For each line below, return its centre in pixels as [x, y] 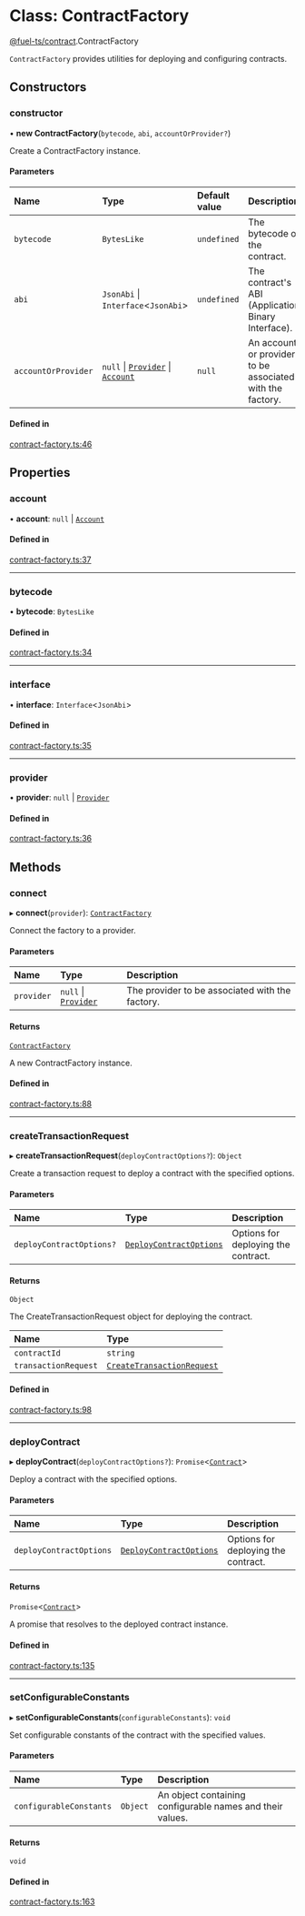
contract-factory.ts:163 [52, 1901]
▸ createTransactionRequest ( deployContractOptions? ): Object [126, 1155]
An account [273, 342]
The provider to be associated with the [209, 991]
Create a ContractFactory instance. [75, 150]
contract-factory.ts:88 [51, 1104]
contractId [37, 1353]
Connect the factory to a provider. [73, 931]
